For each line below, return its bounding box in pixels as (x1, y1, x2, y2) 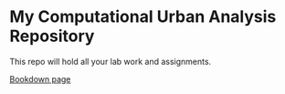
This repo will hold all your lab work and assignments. (9, 56, 212, 67)
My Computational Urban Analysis (9, 6, 277, 27)
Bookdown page (9, 73, 71, 84)
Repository (9, 26, 95, 47)
